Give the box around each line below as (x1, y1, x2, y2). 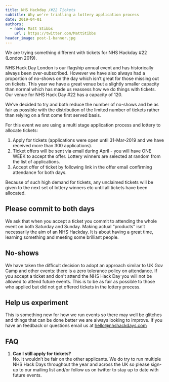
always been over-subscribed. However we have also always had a (5, 70, 145, 76)
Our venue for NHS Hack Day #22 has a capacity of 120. (5, 92, 123, 98)
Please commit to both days (5, 204, 95, 213)
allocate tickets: (5, 127, 38, 133)
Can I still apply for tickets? (12, 351, 71, 357)
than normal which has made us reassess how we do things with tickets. (5, 86, 156, 92)
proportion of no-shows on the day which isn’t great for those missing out (5, 75, 159, 81)
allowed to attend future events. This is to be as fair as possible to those (5, 278, 155, 284)
